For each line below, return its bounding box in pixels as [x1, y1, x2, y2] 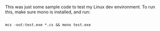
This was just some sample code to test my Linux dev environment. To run [5, 4, 156, 10]
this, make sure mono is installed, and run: [5, 9, 91, 15]
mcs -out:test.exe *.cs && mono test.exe [5, 22, 91, 27]
